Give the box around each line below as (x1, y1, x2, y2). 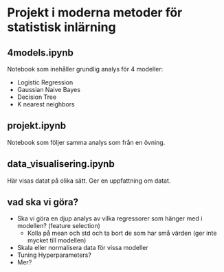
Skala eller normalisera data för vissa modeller (16, 244, 149, 252)
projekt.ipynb (7, 120, 67, 132)
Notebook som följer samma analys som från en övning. (7, 138, 166, 146)
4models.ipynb (7, 47, 74, 58)
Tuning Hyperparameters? (16, 251, 91, 259)
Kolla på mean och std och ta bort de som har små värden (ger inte (27, 229, 217, 238)
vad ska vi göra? (7, 196, 79, 208)
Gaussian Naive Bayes (16, 86, 81, 93)
